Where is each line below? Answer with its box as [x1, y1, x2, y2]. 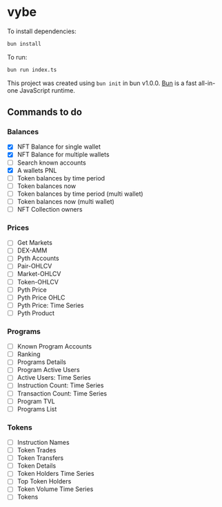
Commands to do [7, 107, 83, 118]
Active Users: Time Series [17, 374, 91, 382]
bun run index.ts [7, 66, 57, 73]
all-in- [198, 79, 216, 87]
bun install [7, 40, 41, 47]
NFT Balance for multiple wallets [17, 150, 110, 159]
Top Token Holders [17, 477, 72, 486]
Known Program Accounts [17, 342, 92, 351]
